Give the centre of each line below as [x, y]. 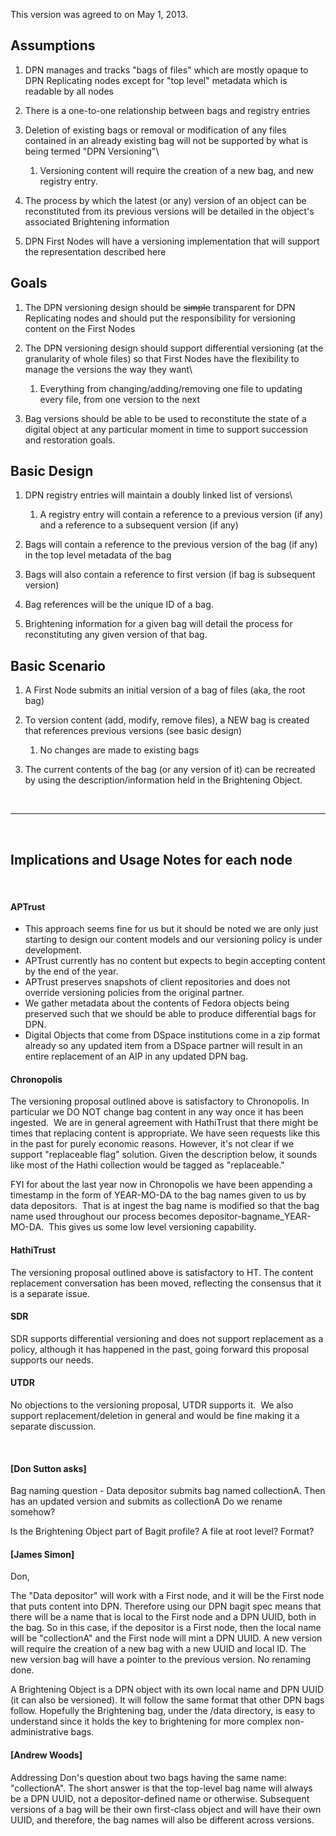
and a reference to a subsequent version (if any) [139, 525]
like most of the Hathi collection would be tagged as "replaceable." [147, 1165]
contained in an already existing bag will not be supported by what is [166, 140]
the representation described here [95, 251]
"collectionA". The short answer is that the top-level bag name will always [161, 1788]
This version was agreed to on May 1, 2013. [99, 14]
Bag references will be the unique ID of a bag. [119, 605]
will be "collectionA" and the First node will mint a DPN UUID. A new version [166, 1638]
